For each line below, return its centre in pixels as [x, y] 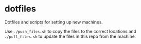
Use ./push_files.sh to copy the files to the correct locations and [70, 31]
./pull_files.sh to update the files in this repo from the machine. [70, 36]
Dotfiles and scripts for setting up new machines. [54, 22]
